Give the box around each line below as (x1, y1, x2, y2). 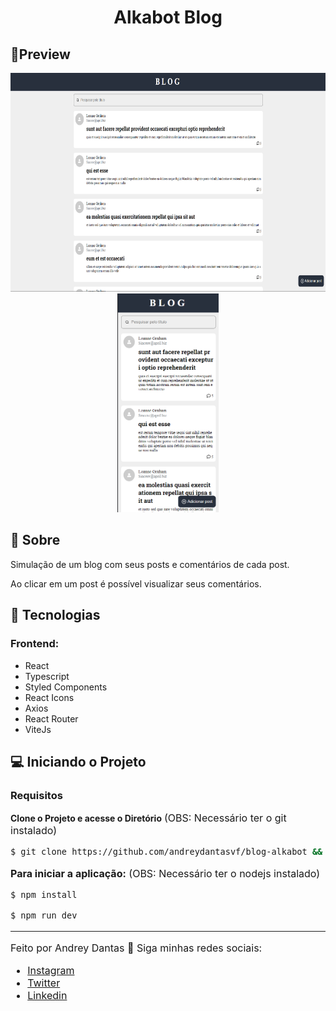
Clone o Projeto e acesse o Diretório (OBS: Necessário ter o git (10, 811, 287, 825)
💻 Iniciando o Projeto (10, 753, 147, 770)
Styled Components (24, 681, 108, 693)
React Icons (24, 691, 75, 703)
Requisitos (10, 788, 63, 802)
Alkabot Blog (113, 6, 223, 29)
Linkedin (27, 989, 68, 1003)
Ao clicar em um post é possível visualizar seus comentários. (10, 577, 262, 590)
